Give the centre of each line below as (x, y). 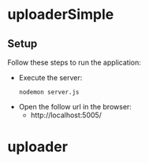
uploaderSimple (61, 15)
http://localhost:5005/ (66, 115)
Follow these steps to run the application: (74, 62)
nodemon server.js (49, 92)
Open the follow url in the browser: (75, 107)
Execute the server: (50, 78)
